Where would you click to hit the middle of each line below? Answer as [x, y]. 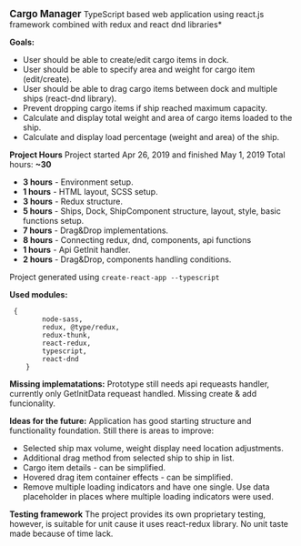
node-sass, [63, 319]
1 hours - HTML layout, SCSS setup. [90, 192]
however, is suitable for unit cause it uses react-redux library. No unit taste [149, 524]
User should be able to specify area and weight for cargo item [139, 69]
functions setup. [53, 221]
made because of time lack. [61, 533]
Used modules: [39, 294]
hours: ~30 [30, 164]
